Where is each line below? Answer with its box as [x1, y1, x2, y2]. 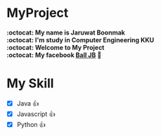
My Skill [6, 75, 54, 92]
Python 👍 [16, 120, 46, 128]
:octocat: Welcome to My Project [6, 43, 105, 51]
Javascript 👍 [16, 109, 56, 118]
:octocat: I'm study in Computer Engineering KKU [6, 35, 155, 44]
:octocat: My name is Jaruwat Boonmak [6, 28, 126, 37]
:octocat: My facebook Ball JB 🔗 [6, 51, 102, 59]
